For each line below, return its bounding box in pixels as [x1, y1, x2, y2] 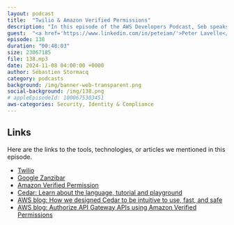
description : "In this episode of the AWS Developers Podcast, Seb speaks [7, 23, 229, 30]
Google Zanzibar [17, 173, 66, 182]
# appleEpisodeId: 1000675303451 [7, 95, 104, 102]
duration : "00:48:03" [7, 42, 70, 49]
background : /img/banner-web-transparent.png [7, 82, 141, 88]
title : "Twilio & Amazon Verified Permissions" [7, 17, 151, 24]
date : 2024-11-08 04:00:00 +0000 [7, 62, 104, 69]
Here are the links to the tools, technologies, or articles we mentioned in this [7, 145, 226, 153]
